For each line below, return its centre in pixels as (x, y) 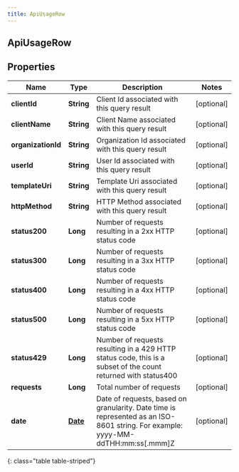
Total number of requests (138, 387)
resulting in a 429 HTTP (136, 349)
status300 (29, 260)
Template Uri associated (137, 181)
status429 (29, 357)
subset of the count (128, 366)
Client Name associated (136, 120)
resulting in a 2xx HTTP (135, 231)
